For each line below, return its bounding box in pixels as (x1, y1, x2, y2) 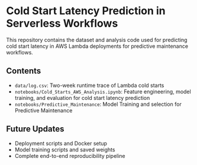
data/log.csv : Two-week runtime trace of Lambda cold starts (14, 82, 164, 89)
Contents (6, 66, 41, 76)
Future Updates (6, 124, 64, 134)
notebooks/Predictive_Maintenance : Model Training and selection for (14, 101, 182, 108)
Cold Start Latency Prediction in (6, 4, 166, 18)
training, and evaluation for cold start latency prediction (14, 94, 150, 101)
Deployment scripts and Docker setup (14, 140, 108, 147)
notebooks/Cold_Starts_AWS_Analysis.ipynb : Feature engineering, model (14, 88, 191, 95)
